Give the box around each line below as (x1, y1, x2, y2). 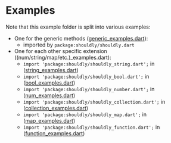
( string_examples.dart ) (23, 66, 79, 73)
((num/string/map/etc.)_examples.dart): (14, 54, 111, 61)
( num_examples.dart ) (23, 92, 76, 99)
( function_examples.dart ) (23, 129, 85, 137)
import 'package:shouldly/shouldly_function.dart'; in (23, 123, 160, 130)
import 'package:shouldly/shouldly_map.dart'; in (23, 111, 147, 118)
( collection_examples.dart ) (23, 104, 89, 111)
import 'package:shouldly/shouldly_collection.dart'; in (23, 98, 166, 105)
